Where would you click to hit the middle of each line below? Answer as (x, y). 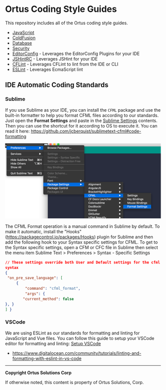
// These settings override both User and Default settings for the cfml (83, 262)
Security (21, 48)
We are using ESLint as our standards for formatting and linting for (72, 333)
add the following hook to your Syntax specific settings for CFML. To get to (82, 242)
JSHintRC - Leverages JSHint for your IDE (55, 59)
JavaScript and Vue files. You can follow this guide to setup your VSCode (80, 338)
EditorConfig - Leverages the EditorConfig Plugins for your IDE (76, 54)
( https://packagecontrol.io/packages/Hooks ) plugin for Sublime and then (79, 237)
